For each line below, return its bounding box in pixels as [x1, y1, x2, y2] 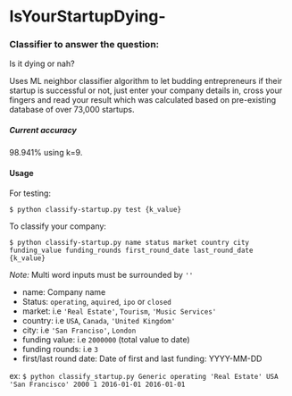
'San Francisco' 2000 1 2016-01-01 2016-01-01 [9, 380, 186, 389]
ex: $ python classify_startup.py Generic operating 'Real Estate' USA [9, 370, 279, 381]
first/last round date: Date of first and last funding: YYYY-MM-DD [21, 353, 263, 364]
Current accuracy [9, 125, 78, 136]
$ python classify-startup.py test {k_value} [9, 205, 181, 214]
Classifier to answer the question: [9, 38, 160, 51]
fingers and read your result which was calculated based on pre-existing [9, 95, 277, 105]
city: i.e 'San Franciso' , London [21, 324, 137, 335]
